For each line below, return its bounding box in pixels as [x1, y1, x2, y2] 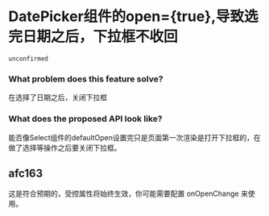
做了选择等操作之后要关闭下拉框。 [8, 143, 122, 152]
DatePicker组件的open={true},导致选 [8, 7, 259, 26]
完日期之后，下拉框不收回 [8, 27, 179, 46]
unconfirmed [8, 54, 48, 63]
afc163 [8, 166, 43, 180]
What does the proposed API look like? [8, 114, 163, 125]
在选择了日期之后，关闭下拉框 [8, 93, 107, 102]
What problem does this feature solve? [8, 73, 163, 85]
